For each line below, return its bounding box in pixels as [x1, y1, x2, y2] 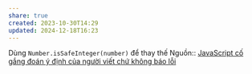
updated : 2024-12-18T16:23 [8, 26, 99, 34]
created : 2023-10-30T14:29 [8, 19, 99, 27]
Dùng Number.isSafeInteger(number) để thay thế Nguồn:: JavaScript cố [8, 49, 244, 58]
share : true [8, 11, 48, 20]
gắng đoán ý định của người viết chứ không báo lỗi [8, 56, 177, 66]
